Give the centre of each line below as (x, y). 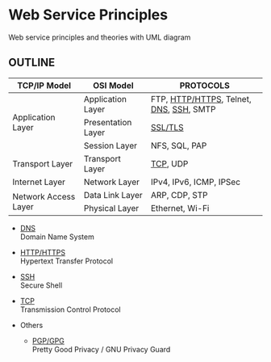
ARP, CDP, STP (179, 195)
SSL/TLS (167, 127)
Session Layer (110, 145)
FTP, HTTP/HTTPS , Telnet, (201, 99)
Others (31, 325)
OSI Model (113, 85)
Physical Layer (111, 208)
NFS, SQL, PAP (179, 145)
